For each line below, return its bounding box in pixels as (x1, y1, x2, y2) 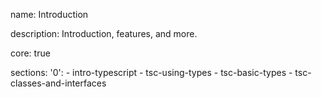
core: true (10, 47, 51, 59)
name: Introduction (10, 9, 89, 20)
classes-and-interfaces (10, 77, 107, 89)
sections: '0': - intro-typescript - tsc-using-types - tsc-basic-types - (10, 67, 293, 78)
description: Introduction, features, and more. (10, 28, 198, 39)
